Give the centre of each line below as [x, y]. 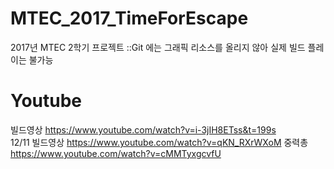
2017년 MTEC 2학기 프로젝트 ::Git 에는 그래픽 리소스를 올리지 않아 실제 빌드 [158, 47]
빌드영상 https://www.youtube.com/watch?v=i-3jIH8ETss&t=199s [143, 129]
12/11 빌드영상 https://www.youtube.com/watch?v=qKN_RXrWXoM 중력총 [159, 142]
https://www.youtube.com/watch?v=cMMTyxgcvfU [116, 153]
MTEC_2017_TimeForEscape [129, 18]
